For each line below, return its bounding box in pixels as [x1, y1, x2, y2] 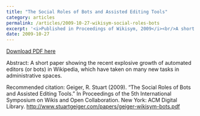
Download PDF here [6, 47, 56, 55]
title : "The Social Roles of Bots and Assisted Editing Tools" [6, 8, 168, 15]
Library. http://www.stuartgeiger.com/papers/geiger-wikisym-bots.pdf [6, 103, 180, 110]
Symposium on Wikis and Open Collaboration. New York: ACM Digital [6, 97, 177, 104]
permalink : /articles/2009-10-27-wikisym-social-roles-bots [6, 20, 160, 26]
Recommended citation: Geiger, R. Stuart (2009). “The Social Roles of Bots [6, 84, 191, 91]
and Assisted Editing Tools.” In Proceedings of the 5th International [6, 90, 172, 97]
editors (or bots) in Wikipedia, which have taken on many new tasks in [6, 66, 180, 73]
